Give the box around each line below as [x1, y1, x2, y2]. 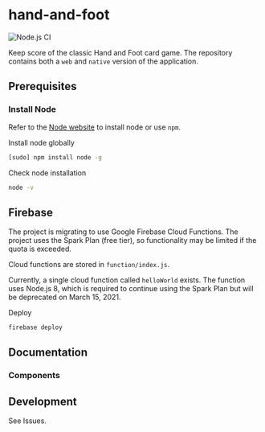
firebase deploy [8, 323, 63, 331]
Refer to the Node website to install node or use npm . [8, 122, 181, 132]
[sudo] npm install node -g [8, 153, 103, 162]
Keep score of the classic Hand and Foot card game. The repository [8, 47, 233, 57]
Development [8, 394, 78, 408]
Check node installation [8, 167, 87, 178]
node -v [8, 183, 35, 191]
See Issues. [8, 416, 47, 426]
